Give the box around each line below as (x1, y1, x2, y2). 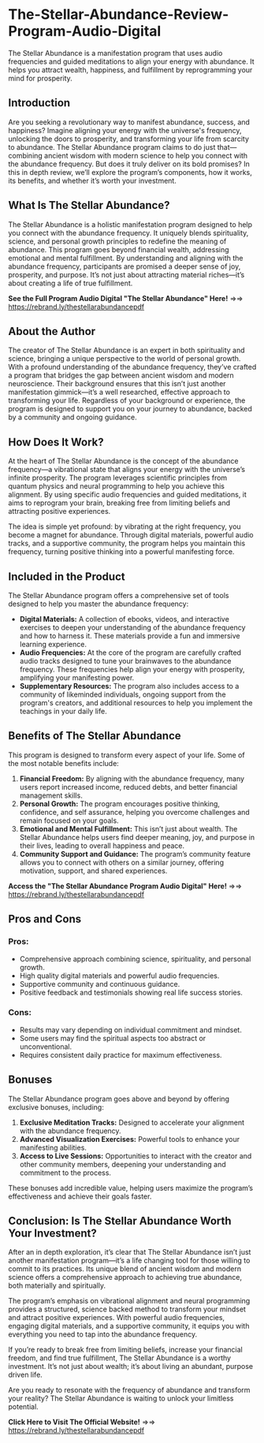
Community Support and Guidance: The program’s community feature (19, 849, 251, 858)
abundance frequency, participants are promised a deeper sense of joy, (8, 262, 241, 271)
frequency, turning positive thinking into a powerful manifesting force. (8, 547, 235, 556)
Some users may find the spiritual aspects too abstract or (19, 1033, 206, 1043)
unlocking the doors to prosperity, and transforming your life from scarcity (8, 134, 250, 143)
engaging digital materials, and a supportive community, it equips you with (8, 1322, 250, 1331)
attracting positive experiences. (8, 507, 111, 516)
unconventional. (19, 1042, 73, 1051)
